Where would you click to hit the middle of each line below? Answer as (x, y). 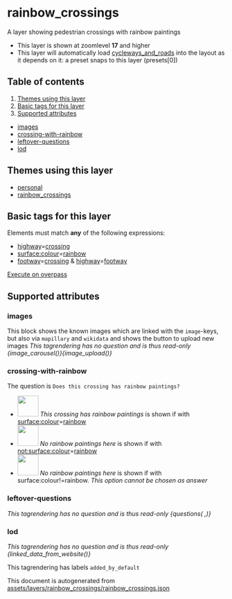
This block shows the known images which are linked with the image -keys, (113, 331)
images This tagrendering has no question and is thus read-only (99, 346)
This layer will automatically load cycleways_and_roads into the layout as (121, 53)
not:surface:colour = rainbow (57, 451)
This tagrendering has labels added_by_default (73, 567)
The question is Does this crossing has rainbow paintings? (93, 386)
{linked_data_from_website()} (49, 554)
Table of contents (46, 82)
